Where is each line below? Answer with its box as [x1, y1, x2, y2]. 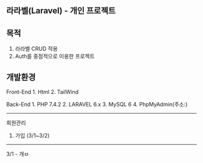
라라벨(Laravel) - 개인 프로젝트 [6, 5, 116, 16]
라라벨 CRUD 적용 [14, 45, 58, 52]
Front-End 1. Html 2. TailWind [6, 88, 79, 96]
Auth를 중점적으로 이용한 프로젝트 [14, 53, 95, 60]
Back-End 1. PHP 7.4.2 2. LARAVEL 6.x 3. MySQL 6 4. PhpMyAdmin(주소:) [6, 101, 188, 108]
